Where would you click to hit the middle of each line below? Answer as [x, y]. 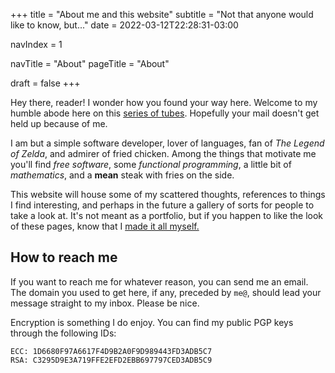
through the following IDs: [63, 333]
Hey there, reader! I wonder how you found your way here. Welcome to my [164, 102]
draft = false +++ [45, 83]
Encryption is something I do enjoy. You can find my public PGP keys [152, 322]
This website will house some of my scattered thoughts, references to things [168, 194]
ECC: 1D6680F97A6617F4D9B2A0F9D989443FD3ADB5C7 [111, 351]
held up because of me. [59, 123]
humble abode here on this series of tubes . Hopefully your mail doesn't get [165, 113]
